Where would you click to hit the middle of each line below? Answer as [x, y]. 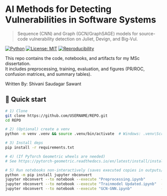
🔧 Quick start [26, 99]
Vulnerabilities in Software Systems [81, 20]
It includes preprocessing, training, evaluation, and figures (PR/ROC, [75, 69]
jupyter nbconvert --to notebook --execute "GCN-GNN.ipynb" [69, 189]
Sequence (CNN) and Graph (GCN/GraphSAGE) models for [78, 33]
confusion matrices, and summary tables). [48, 74]
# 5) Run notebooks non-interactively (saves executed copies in [74, 170]
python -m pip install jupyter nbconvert [49, 175]
